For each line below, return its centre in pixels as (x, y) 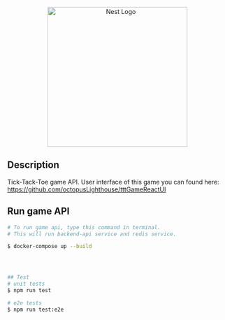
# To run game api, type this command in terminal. (84, 227)
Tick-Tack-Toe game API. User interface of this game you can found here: (113, 182)
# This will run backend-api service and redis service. (92, 234)
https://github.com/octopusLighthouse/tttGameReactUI (87, 189)
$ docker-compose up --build (50, 247)
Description (33, 165)
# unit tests (26, 284)
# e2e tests (24, 303)
